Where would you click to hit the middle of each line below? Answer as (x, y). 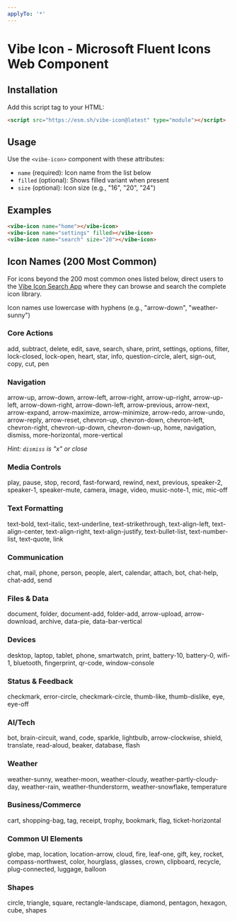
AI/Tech (21, 722)
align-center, (26, 531)
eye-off (18, 704)
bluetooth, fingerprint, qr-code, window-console (83, 663)
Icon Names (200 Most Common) (82, 262)
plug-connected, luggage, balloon (57, 869)
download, (23, 622)
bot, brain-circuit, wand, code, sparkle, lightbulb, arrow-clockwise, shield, (115, 738)
